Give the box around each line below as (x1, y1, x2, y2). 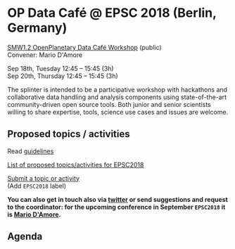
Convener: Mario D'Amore (7, 51, 83, 59)
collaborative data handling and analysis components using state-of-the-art (7, 93, 227, 101)
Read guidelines (7, 146, 54, 155)
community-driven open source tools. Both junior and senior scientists (7, 100, 211, 108)
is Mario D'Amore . (7, 210, 61, 219)
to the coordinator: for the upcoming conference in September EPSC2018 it (7, 203, 226, 211)
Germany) (7, 20, 68, 36)
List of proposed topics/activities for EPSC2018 (7, 160, 144, 169)
